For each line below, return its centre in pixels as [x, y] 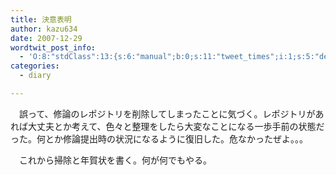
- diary [35, 76]
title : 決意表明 [41, 19]
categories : [35, 66]
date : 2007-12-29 [46, 38]
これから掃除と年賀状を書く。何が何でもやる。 [115, 160]
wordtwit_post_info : [53, 47]
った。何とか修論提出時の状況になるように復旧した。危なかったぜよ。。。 [159, 138]
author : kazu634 [44, 29]
